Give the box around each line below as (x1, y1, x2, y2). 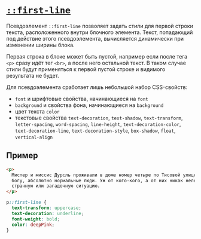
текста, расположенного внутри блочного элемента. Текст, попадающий (6, 29, 193, 36)
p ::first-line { (6, 200, 47, 206)
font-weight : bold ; (11, 216, 60, 222)
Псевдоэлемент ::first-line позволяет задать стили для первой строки (6, 22, 193, 29)
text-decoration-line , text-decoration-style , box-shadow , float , (14, 127, 176, 134)
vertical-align (14, 134, 53, 140)
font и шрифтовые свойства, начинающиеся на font (14, 95, 148, 102)
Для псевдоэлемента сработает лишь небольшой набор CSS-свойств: (6, 83, 188, 91)
